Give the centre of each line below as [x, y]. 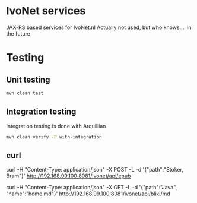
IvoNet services [46, 11]
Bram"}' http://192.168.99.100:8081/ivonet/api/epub [69, 176]
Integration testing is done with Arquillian [56, 126]
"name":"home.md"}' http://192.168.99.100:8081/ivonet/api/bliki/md [88, 194]
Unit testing [28, 79]
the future [18, 33]
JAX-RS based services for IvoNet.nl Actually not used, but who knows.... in [99, 27]
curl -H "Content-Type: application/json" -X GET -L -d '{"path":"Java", [92, 188]
